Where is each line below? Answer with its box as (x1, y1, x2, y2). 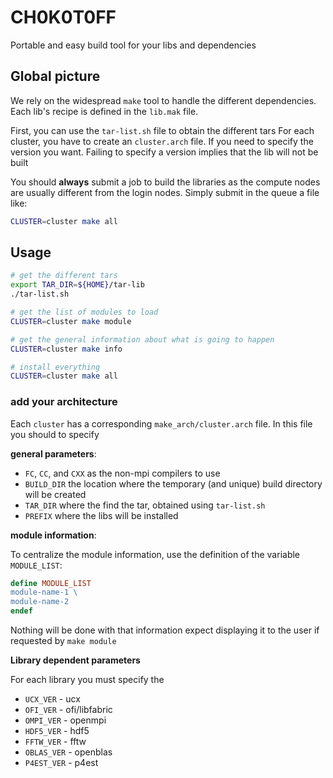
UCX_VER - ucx (24, 693, 81, 705)
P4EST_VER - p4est (24, 757, 99, 769)
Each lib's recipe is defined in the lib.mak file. (10, 105, 199, 117)
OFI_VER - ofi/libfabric (24, 704, 113, 716)
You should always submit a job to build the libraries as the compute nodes (10, 176, 321, 188)
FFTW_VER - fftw (24, 736, 87, 748)
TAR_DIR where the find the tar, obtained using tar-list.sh (24, 499, 266, 511)
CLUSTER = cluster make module (10, 316, 132, 326)
